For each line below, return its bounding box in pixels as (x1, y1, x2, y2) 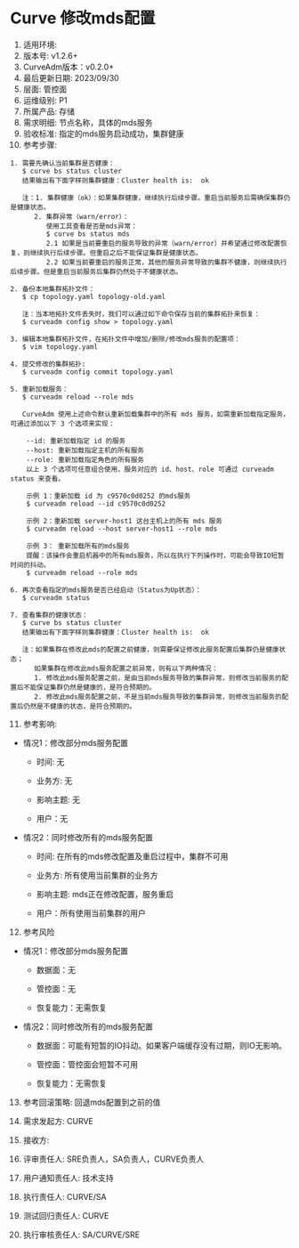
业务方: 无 (36, 775, 73, 786)
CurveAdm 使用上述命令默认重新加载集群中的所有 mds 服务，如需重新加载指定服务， (21, 409, 290, 418)
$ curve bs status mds (45, 229, 130, 239)
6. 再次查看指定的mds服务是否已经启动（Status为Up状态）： (10, 585, 202, 595)
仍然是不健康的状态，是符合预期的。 (22, 701, 136, 710)
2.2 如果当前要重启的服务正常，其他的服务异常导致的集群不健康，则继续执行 (45, 257, 287, 267)
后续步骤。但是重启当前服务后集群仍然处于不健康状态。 (10, 267, 183, 276)
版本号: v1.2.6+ (22, 50, 78, 61)
